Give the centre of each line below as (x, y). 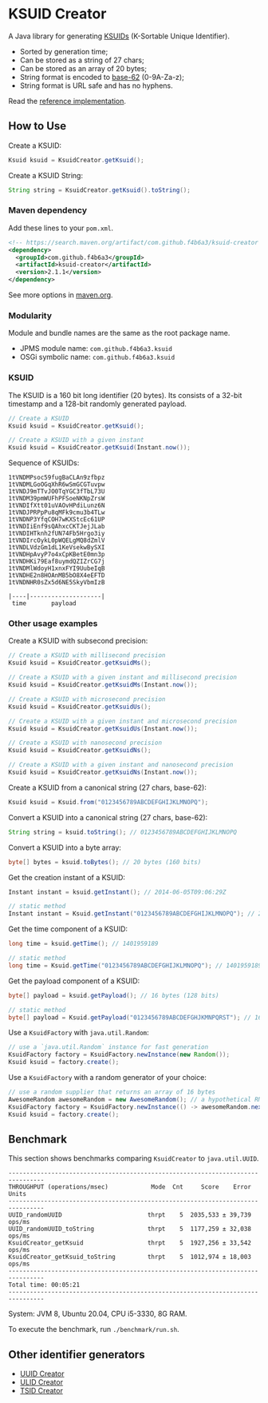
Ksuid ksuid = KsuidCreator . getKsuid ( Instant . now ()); (100, 448)
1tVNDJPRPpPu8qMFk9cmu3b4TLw (57, 512)
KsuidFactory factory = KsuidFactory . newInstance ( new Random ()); (119, 1055)
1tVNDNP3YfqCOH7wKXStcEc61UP (57, 520)
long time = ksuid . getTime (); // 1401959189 (83, 944)
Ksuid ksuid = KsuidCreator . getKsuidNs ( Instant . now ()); (103, 772)
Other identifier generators (77, 1355)
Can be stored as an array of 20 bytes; (83, 68)
